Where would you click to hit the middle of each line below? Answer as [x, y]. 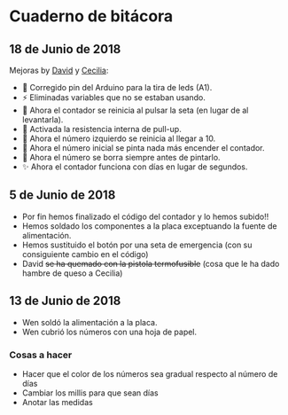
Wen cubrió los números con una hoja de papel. [109, 332]
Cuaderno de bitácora [91, 16]
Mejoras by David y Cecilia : [59, 70]
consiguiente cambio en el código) [85, 254]
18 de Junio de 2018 [65, 49]
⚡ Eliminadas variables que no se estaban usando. [114, 98]
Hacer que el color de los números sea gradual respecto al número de [150, 373]
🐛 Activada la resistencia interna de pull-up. [101, 129]
